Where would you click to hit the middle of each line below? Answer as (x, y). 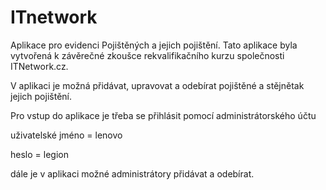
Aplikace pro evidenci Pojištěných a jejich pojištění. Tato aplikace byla (154, 45)
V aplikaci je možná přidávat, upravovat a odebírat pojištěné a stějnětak (157, 85)
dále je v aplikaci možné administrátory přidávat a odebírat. (132, 173)
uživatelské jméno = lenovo (66, 135)
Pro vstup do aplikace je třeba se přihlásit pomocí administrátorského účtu (163, 115)
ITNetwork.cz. (39, 66)
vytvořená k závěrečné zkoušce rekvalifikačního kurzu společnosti (147, 55)
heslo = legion (39, 154)
